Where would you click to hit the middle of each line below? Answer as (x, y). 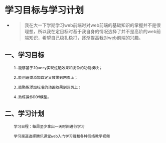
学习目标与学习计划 (44, 10)
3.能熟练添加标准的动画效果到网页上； (48, 87)
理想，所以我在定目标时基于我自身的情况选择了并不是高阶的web (90, 31)
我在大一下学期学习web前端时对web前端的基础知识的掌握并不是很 (93, 25)
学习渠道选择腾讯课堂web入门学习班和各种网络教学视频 (62, 136)
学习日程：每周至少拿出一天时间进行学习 (49, 126)
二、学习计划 (25, 114)
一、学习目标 (25, 55)
